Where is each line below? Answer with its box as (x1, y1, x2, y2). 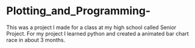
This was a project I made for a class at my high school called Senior (6, 24, 176, 31)
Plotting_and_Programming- (6, 4, 151, 18)
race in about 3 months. (6, 36, 66, 43)
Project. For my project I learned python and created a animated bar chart (6, 30, 189, 37)
